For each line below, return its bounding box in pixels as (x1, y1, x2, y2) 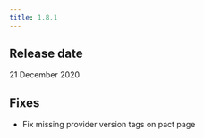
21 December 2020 (9, 69, 81, 80)
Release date (9, 46, 83, 61)
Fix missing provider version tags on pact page (21, 119, 196, 130)
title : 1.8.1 (9, 12, 58, 22)
